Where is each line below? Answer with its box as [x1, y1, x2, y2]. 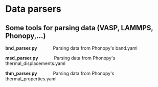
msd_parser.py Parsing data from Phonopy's [5, 55, 116, 61]
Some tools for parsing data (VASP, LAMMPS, [5, 24, 153, 32]
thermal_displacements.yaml [5, 60, 65, 67]
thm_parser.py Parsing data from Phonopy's [5, 70, 115, 76]
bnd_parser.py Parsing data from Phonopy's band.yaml [5, 45, 138, 51]
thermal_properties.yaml [5, 76, 57, 82]
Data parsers [5, 3, 61, 15]
